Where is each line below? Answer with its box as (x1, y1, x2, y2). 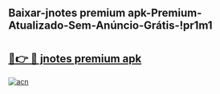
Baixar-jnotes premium (8, 6, 126, 20)
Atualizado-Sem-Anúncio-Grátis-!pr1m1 (8, 19, 213, 33)
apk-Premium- (127, 6, 202, 20)
